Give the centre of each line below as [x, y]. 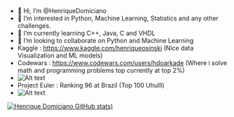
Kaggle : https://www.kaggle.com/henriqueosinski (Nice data [105, 48]
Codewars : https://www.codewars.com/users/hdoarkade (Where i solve [122, 63]
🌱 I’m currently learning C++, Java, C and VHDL [86, 33]
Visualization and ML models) [60, 55]
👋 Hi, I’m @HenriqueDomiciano [62, 11]
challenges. [34, 26]
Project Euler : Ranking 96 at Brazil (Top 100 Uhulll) [91, 85]
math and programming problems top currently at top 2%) [101, 70]
